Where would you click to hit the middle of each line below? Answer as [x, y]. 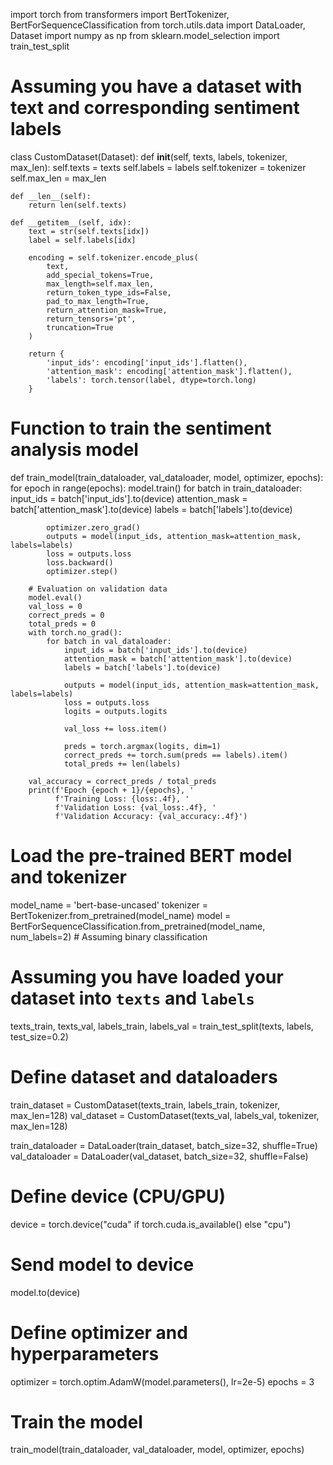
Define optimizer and [99, 1332]
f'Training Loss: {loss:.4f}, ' [122, 799]
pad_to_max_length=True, [98, 301]
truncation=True [80, 327]
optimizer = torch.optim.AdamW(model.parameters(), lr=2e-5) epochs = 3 [162, 1381]
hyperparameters [85, 1353]
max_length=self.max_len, [100, 284]
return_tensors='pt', [91, 319]
